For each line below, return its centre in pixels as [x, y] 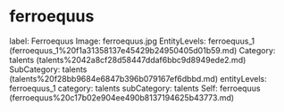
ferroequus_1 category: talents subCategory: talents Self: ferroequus [135, 88]
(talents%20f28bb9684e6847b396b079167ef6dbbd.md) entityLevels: [138, 78]
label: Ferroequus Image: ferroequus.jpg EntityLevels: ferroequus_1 [132, 41]
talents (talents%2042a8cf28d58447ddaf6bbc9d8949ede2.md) [128, 60]
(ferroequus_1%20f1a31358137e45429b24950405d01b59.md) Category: [142, 50]
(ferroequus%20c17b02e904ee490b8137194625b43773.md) [122, 97]
